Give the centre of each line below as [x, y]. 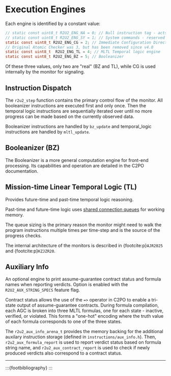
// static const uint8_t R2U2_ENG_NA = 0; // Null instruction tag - [81, 33]
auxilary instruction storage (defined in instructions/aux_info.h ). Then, [81, 337]
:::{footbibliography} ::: [29, 368]
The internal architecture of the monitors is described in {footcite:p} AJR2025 [84, 245]
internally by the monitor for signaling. [45, 72]
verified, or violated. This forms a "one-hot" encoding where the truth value [84, 316]
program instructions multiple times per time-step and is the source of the [83, 230]
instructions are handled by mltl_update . [48, 132]
